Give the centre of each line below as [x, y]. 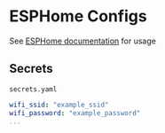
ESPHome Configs [79, 16]
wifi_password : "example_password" [75, 113]
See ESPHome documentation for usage [83, 41]
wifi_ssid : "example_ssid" [59, 105]
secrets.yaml [33, 89]
